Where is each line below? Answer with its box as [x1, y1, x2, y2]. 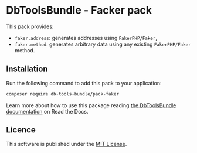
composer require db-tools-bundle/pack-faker [6, 91, 119, 97]
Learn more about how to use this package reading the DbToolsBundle [6, 101, 176, 109]
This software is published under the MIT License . [6, 141, 127, 148]
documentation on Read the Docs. [6, 108, 89, 115]
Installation [6, 64, 48, 74]
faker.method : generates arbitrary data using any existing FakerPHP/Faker [14, 41, 191, 48]
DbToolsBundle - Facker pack [6, 4, 152, 17]
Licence [6, 125, 36, 135]
